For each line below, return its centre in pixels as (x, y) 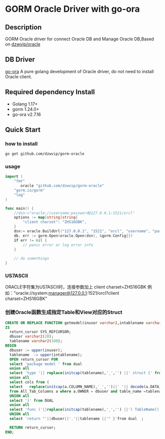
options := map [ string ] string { (46, 218)
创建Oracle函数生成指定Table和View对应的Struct (64, 312)
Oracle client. (19, 77)
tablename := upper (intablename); (46, 355)
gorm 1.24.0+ (26, 109)
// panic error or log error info (58, 245)
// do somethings (32, 259)
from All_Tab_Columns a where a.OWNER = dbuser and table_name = (78, 391)
